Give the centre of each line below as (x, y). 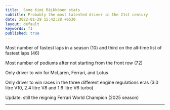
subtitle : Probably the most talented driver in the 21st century (77, 15)
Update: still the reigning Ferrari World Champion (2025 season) (72, 97)
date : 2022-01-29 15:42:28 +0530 (40, 19)
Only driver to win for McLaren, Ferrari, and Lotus (57, 73)
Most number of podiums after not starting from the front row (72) (74, 63)
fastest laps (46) (22, 53)
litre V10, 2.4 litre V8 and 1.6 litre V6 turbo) (49, 88)
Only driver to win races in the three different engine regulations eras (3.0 (82, 82)
